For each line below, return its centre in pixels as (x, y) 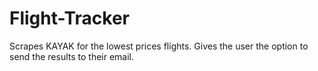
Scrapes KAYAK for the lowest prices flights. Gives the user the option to (159, 46)
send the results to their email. (72, 56)
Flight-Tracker (70, 18)
